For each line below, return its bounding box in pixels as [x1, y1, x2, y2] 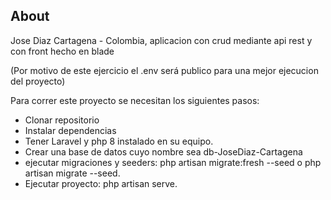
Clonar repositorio [24, 114, 100, 126]
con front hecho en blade [10, 45, 115, 57]
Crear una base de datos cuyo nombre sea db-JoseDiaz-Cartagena [24, 145, 303, 158]
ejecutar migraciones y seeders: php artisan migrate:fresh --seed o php [24, 156, 322, 168]
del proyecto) [10, 75, 66, 87]
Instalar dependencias [24, 124, 117, 136]
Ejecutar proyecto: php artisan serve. [24, 177, 178, 189]
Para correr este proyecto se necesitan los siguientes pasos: [10, 94, 260, 106]
